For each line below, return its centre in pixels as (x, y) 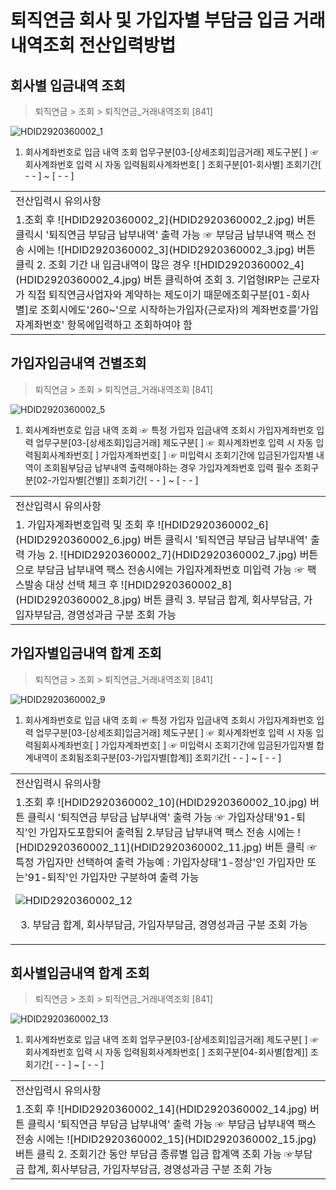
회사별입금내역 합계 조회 (80, 973)
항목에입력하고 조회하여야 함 (129, 324)
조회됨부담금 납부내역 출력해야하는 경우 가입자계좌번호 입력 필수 (168, 467)
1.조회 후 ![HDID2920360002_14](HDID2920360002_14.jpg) (161, 1109)
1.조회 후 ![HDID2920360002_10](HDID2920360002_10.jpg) (161, 802)
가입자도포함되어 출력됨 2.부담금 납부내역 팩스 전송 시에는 (167, 832)
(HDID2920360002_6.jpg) (78, 539)
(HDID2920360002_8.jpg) (78, 599)
